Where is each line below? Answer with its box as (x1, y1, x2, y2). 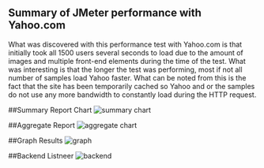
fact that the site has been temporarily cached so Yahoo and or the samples (8, 81, 255, 91)
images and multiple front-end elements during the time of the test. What (8, 56, 247, 65)
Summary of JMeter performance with (8, 6, 202, 20)
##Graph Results (8, 136, 63, 145)
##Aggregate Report (8, 120, 75, 129)
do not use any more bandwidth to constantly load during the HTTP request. (8, 90, 257, 99)
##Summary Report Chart (8, 105, 92, 114)
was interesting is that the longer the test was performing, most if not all (8, 65, 243, 74)
